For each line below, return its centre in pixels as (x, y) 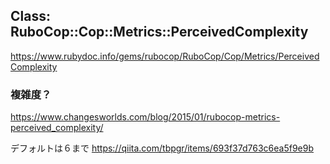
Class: (30, 16)
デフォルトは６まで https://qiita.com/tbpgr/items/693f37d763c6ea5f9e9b (162, 148)
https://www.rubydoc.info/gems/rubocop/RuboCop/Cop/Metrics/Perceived (165, 56)
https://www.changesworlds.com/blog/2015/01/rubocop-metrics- (145, 117)
